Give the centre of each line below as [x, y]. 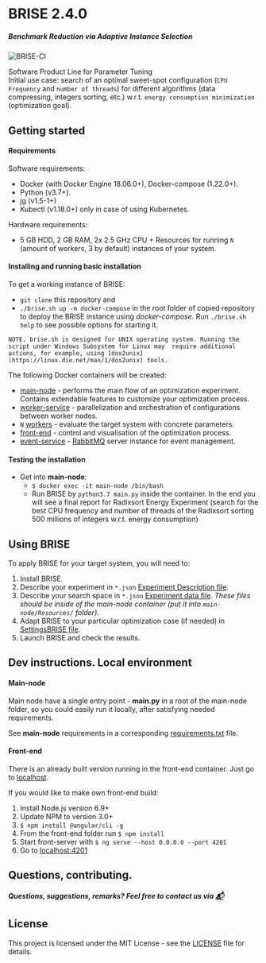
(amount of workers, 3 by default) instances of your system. [118, 248]
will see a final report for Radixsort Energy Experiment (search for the [145, 502]
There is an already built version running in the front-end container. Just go [131, 768]
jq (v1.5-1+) [38, 200]
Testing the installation [47, 459]
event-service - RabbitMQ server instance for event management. [127, 441]
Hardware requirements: [48, 224]
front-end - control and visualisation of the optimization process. [125, 432]
